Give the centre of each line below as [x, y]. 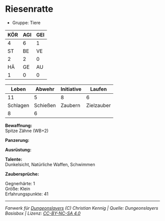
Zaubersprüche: [22, 174]
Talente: [14, 159]
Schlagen [18, 105]
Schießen [45, 105]
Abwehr [45, 89]
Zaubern [70, 105]
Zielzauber [98, 105]
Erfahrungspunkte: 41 [27, 194]
